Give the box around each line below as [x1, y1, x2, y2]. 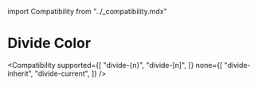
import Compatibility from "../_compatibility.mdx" [7, 7, 168, 16]
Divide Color [7, 35, 92, 52]
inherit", [7, 69, 33, 78]
